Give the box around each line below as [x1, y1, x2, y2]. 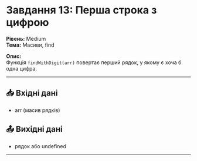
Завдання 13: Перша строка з [6, 3, 157, 17]
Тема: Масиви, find [6, 41, 55, 48]
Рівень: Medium [6, 35, 46, 42]
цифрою [6, 16, 49, 29]
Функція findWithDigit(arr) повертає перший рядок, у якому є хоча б [6, 59, 182, 66]
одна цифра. [6, 65, 37, 72]
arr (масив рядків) [14, 106, 60, 114]
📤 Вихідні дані [6, 124, 63, 134]
